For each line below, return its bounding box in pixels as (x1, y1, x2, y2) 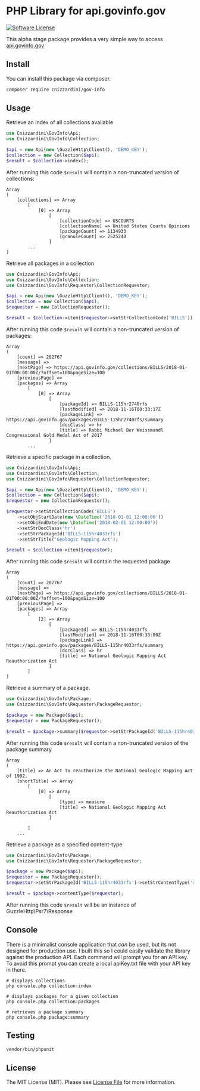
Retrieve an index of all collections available (6, 119, 114, 126)
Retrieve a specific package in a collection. (6, 453, 111, 460)
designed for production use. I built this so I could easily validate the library (6, 947, 190, 954)
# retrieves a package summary (6, 1009, 84, 1015)
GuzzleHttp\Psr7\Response (6, 907, 73, 914)
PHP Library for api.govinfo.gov (6, 4, 166, 18)
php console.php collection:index (6, 983, 92, 989)
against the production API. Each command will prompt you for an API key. (6, 953, 189, 960)
